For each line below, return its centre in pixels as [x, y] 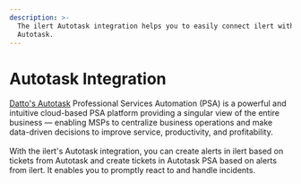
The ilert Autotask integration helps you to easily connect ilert [146, 26]
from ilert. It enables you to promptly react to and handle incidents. [133, 171]
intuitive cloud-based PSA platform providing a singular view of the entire [145, 113]
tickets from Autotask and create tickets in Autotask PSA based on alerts [143, 161]
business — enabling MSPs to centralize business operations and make [141, 123]
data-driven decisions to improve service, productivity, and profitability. [141, 132]
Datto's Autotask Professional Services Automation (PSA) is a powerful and [148, 103]
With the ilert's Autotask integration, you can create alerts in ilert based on [146, 151]
